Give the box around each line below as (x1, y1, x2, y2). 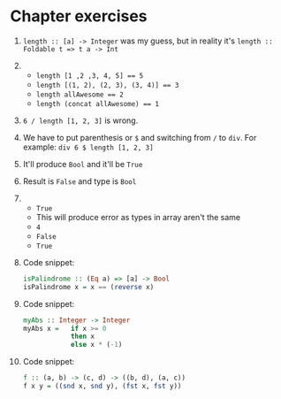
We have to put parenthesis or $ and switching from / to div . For (22, 132, 257, 142)
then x (70, 332, 95, 341)
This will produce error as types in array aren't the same (35, 211, 241, 222)
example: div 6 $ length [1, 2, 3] (22, 142, 154, 152)
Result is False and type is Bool (22, 175, 137, 187)
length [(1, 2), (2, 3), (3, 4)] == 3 (35, 81, 179, 89)
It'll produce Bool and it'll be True (22, 158, 143, 169)
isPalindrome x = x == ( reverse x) (22, 282, 155, 291)
